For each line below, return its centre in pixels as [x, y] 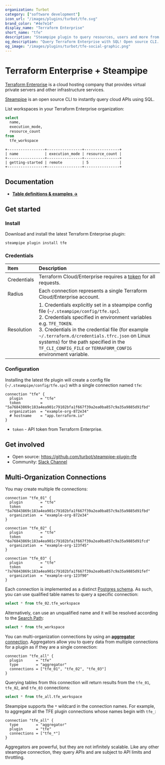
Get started [23, 209]
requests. [49, 283]
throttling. [15, 758]
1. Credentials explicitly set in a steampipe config [95, 305]
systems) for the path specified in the [82, 342]
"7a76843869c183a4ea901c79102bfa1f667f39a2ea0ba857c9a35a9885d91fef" [78, 572]
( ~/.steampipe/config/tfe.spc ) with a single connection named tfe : [74, 385]
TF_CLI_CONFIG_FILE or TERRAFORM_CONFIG [85, 348]
